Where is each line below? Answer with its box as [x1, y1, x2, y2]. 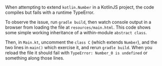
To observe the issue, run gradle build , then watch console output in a [5, 19, 152, 25]
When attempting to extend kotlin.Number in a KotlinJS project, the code [5, 4, 155, 10]
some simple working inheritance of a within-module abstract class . [5, 30, 147, 35]
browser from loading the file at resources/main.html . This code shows [5, 24, 151, 30]
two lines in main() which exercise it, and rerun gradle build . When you [5, 45, 153, 50]
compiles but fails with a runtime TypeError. [5, 9, 95, 15]
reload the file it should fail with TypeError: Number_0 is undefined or [5, 50, 148, 56]
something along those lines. [5, 55, 65, 61]
